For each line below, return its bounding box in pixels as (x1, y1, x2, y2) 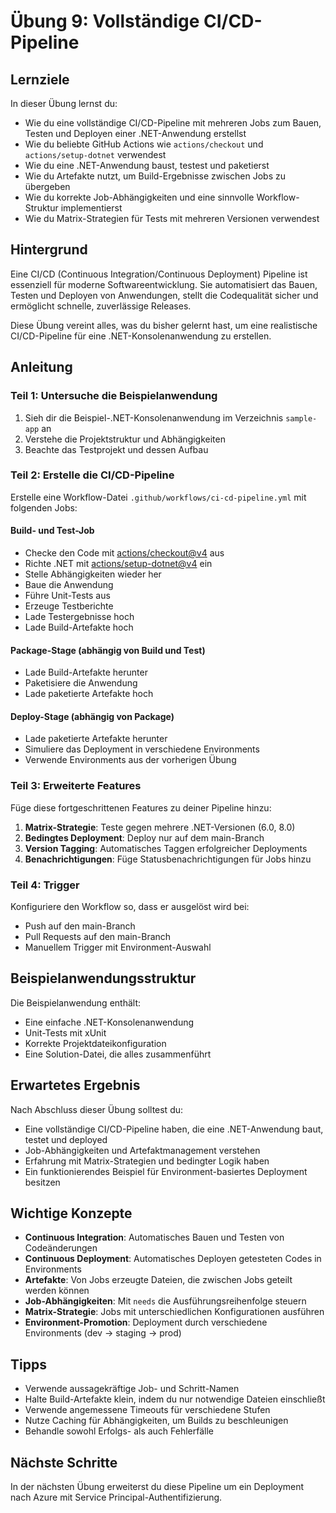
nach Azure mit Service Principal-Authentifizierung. (10, 1491, 223, 1504)
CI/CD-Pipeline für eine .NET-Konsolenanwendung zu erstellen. (10, 330, 272, 342)
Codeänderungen (24, 1242, 98, 1254)
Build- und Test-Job (10, 525, 95, 537)
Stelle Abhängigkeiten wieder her (24, 568, 162, 580)
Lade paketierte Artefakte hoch (24, 688, 154, 700)
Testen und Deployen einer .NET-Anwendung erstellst (24, 128, 247, 139)
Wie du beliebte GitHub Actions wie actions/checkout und (24, 138, 264, 150)
